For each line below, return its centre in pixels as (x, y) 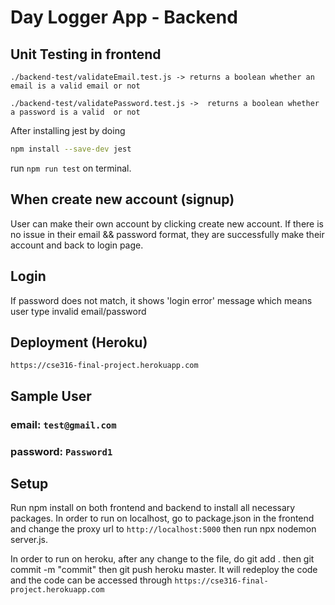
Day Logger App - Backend (124, 17)
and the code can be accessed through (91, 580)
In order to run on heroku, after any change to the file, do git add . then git (162, 559)
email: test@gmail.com (63, 424)
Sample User (51, 396)
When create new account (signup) (122, 199)
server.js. (29, 540)
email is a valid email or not (75, 86)
